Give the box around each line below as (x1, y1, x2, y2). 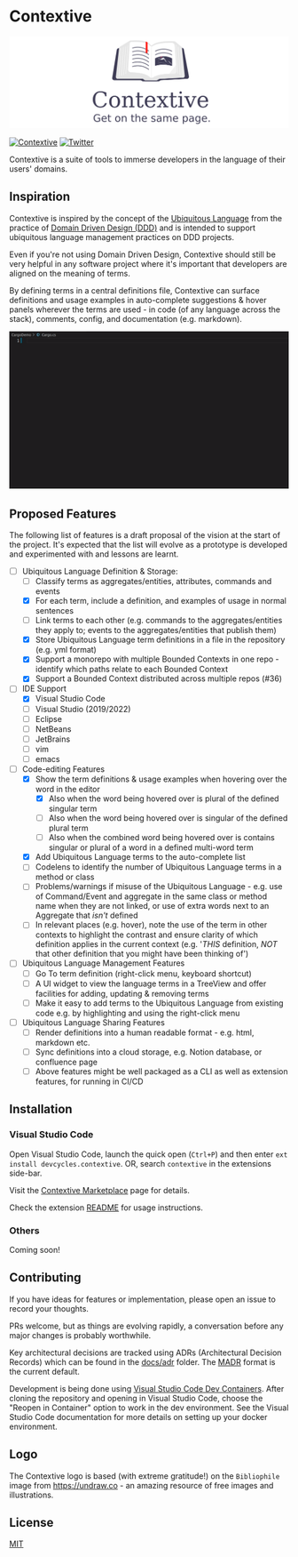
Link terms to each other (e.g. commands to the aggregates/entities (35, 615, 283, 626)
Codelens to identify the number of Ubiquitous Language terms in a (35, 862, 282, 872)
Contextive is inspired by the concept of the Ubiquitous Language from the (9, 213, 283, 223)
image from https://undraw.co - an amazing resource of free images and (9, 1480, 274, 1490)
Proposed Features (9, 506, 117, 521)
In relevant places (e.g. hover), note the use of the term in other (35, 919, 268, 930)
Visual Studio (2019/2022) (35, 703, 131, 714)
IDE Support (21, 683, 67, 694)
